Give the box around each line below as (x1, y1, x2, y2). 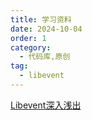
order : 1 (10, 33, 47, 43)
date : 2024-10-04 (10, 24, 83, 34)
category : (10, 42, 52, 53)
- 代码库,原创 (19, 52, 71, 62)
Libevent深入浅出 (10, 99, 82, 111)
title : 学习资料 (10, 14, 72, 25)
